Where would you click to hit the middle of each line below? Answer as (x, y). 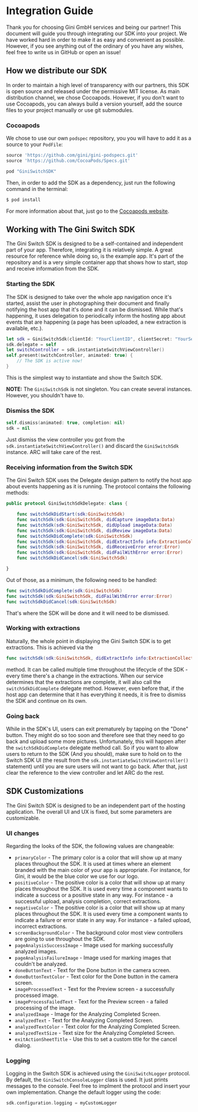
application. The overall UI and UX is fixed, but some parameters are (89, 811)
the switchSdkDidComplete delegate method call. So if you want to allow (92, 748)
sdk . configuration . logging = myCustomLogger (62, 1103)
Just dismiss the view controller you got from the (65, 439)
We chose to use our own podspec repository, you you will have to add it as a (99, 138)
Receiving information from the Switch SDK (70, 467)
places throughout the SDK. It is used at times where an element (93, 864)
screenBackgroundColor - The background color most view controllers (99, 933)
